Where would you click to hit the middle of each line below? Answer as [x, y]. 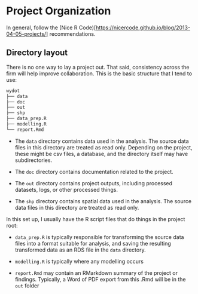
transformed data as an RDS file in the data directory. [80, 250]
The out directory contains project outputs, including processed [93, 183]
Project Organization [59, 11]
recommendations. [72, 33]
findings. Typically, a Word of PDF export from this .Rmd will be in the [100, 279]
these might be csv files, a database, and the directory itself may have [101, 154]
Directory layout [37, 53]
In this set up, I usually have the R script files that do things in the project [96, 219]
